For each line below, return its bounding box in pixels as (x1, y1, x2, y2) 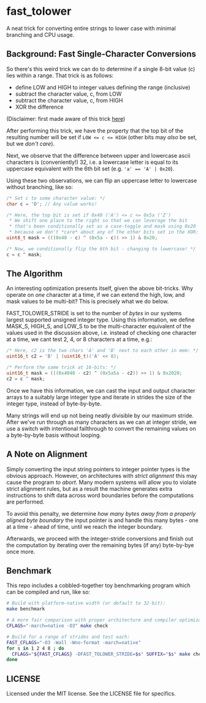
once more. (6, 548, 36, 555)
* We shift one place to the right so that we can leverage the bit (9, 218, 188, 224)
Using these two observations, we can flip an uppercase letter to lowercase (6, 177, 197, 184)
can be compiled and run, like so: (6, 588, 91, 596)
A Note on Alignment (6, 449, 88, 459)
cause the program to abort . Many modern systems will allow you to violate (6, 478, 197, 486)
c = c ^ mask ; (6, 252, 43, 258)
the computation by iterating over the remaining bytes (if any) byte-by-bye (6, 541, 194, 548)
